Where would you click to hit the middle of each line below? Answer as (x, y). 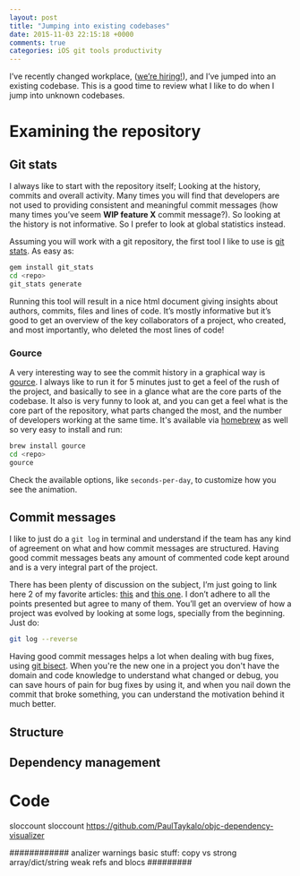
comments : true (38, 43)
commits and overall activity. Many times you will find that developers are (145, 196)
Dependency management (85, 763)
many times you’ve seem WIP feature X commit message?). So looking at (145, 215)
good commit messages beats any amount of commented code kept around (149, 558)
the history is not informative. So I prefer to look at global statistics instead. (148, 224)
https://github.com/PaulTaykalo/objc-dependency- (180, 826)
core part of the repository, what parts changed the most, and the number (146, 411)
